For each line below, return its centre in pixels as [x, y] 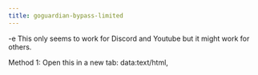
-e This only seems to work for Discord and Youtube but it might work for [129, 38]
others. [20, 47]
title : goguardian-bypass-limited [66, 16]
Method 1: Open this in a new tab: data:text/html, [88, 62]
